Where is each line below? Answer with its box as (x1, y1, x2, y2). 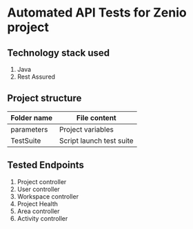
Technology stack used (7, 47, 110, 59)
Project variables (59, 124, 114, 134)
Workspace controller (17, 192, 79, 201)
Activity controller (17, 214, 68, 222)
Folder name (10, 112, 53, 122)
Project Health (17, 199, 59, 208)
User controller (17, 185, 60, 193)
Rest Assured (17, 72, 56, 81)
